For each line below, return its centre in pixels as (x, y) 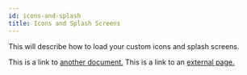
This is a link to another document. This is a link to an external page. (121, 62)
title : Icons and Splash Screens (65, 23)
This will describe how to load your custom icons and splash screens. (124, 46)
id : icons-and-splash (45, 16)
